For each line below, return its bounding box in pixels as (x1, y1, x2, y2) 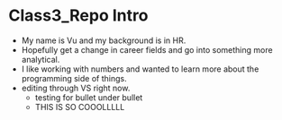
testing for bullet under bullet (34, 91, 143, 103)
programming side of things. (21, 73, 127, 83)
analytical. (21, 54, 60, 64)
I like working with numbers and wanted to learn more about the (21, 64, 259, 74)
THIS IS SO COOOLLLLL (34, 101, 125, 112)
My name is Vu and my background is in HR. (21, 35, 186, 46)
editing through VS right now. (21, 82, 131, 93)
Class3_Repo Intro (8, 5, 149, 26)
